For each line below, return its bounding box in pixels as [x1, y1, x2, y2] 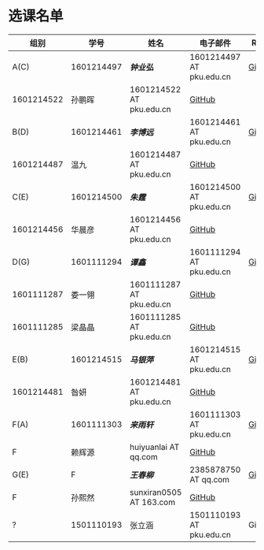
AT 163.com [129, 496, 175, 507]
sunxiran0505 [129, 486, 182, 497]
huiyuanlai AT [129, 441, 180, 452]
